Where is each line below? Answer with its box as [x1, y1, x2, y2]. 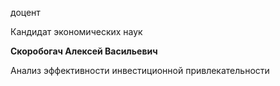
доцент [10, 7, 41, 18]
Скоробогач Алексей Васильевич [10, 45, 158, 57]
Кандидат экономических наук [10, 26, 143, 37]
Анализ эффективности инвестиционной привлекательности [10, 65, 270, 76]
